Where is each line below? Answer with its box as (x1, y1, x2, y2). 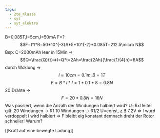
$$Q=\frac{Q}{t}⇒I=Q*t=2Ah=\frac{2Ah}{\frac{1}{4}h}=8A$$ (20, 57, 144, 63)
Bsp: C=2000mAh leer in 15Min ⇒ (5, 49, 73, 55)
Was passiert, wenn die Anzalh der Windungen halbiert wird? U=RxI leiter (5, 103, 152, 109)
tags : (5, 7, 16, 12)
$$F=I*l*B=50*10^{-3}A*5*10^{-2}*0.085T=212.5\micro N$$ (20, 42, 144, 48)
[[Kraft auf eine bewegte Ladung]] (5, 128, 74, 134)
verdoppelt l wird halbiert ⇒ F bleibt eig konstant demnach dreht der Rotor (5, 113, 155, 119)
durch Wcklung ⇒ (5, 64, 41, 71)
